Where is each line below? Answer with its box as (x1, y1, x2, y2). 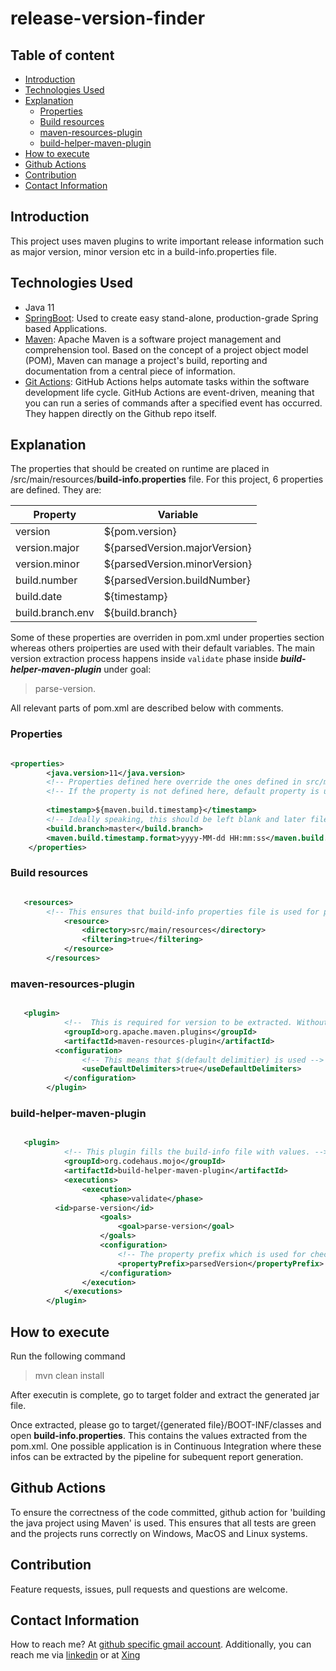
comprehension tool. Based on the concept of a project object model (24, 343, 309, 356)
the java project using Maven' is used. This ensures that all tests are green (10, 1517, 317, 1529)
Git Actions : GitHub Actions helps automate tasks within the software (24, 375, 310, 387)
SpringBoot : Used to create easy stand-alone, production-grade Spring (24, 312, 319, 324)
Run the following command (10, 1350, 126, 1362)
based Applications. (24, 322, 108, 334)
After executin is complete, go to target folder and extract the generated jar (10, 1388, 320, 1401)
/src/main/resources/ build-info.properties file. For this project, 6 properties (10, 473, 324, 486)
